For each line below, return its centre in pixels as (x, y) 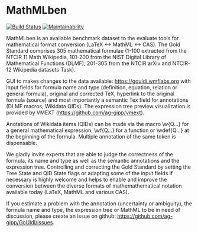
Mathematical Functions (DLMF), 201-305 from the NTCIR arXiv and (89, 63)
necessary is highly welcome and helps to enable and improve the (87, 179)
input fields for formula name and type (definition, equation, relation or (92, 87)
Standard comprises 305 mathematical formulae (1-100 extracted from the (97, 50)
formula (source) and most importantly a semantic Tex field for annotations (97, 100)
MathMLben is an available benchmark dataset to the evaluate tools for (92, 38)
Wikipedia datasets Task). (44, 69)
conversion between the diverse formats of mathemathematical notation (94, 186)
